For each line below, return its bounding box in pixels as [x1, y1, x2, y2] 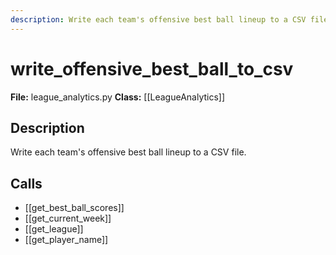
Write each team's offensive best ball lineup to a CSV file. [10, 146, 247, 158]
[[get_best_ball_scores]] [24, 202, 125, 214]
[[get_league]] [24, 223, 84, 235]
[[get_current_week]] [24, 212, 112, 225]
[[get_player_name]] [24, 234, 109, 246]
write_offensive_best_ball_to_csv [10, 57, 294, 80]
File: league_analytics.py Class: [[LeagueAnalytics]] [10, 91, 226, 103]
